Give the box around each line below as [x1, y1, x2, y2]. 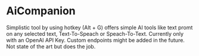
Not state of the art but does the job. [6, 43, 96, 50]
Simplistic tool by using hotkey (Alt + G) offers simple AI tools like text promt [6, 24, 193, 31]
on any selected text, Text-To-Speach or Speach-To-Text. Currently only [6, 30, 184, 37]
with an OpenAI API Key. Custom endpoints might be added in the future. [6, 36, 185, 43]
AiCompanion [6, 4, 76, 18]
